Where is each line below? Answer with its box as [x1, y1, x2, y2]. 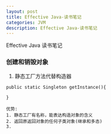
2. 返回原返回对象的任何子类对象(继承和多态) [6, 118, 103, 124]
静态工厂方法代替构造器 [14, 72, 72, 79]
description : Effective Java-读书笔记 [6, 25, 98, 31]
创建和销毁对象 [6, 58, 49, 66]
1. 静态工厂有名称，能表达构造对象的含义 [6, 112, 93, 118]
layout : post [6, 8, 38, 15]
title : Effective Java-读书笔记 [6, 14, 82, 20]
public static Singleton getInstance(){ [6, 84, 107, 90]
